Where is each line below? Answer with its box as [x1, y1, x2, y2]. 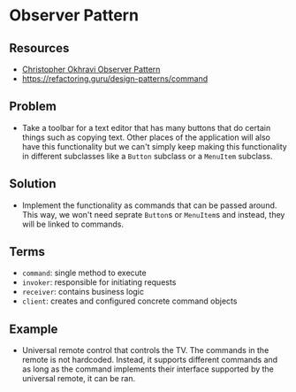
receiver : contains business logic [21, 287, 144, 297]
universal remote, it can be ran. [21, 373, 135, 384]
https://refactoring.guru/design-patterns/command [21, 73, 209, 84]
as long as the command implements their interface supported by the [21, 364, 274, 374]
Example [9, 321, 58, 336]
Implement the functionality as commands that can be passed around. [21, 200, 277, 211]
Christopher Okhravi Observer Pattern [21, 64, 161, 74]
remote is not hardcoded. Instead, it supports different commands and [21, 355, 278, 365]
